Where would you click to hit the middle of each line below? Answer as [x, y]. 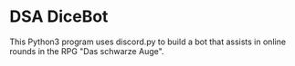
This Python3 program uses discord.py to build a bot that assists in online [147, 42]
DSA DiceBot [59, 17]
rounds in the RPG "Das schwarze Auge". [87, 51]
